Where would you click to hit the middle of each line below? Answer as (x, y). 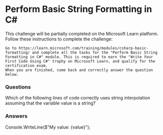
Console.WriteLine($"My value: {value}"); (48, 127)
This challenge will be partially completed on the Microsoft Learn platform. (82, 33)
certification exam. (27, 65)
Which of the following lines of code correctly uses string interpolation (78, 98)
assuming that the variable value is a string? (50, 103)
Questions (18, 87)
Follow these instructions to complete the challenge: (59, 39)
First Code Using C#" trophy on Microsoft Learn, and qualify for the (80, 61)
